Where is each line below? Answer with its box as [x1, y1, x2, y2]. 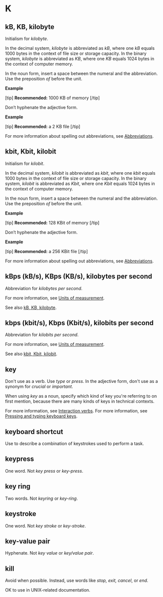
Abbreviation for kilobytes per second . [5, 285, 82, 291]
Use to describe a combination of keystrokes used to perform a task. [5, 441, 144, 447]
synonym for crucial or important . [5, 383, 74, 390]
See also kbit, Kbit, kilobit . [5, 351, 57, 357]
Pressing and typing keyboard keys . [5, 413, 78, 419]
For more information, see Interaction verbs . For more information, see [5, 408, 148, 414]
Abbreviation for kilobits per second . [5, 332, 79, 338]
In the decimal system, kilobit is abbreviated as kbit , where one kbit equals [5, 170, 156, 176]
